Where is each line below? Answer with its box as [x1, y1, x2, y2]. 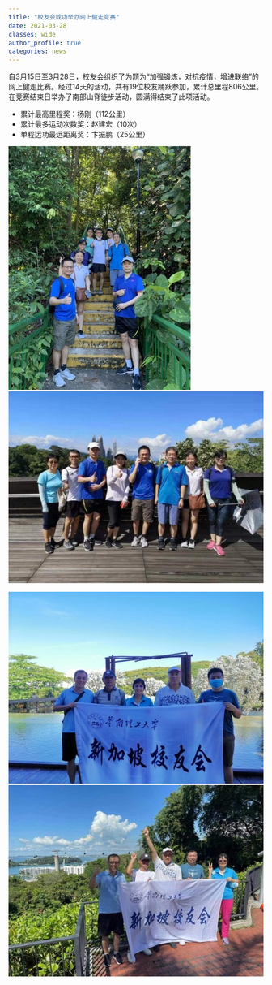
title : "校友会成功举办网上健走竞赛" [8, 13, 120, 21]
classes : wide [8, 30, 57, 38]
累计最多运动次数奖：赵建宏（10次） [19, 119, 142, 129]
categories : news [8, 47, 67, 56]
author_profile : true [8, 39, 82, 47]
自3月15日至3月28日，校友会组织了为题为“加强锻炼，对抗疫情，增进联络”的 [8, 71, 259, 81]
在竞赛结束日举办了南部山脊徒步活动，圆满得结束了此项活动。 [8, 92, 215, 102]
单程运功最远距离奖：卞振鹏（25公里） [19, 130, 150, 140]
